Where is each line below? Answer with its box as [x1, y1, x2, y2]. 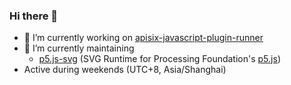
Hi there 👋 [9, 9, 59, 23]
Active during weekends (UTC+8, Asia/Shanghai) [23, 64, 227, 76]
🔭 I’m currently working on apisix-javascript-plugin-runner [23, 32, 264, 44]
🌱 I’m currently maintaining [23, 42, 135, 54]
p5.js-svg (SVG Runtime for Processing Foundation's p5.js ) [38, 53, 281, 65]
